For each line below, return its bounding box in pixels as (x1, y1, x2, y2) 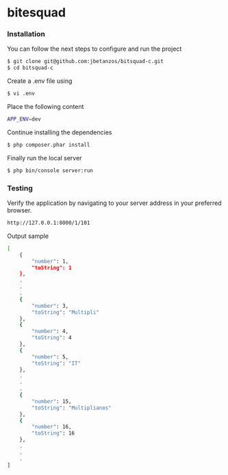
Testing (7, 183, 33, 193)
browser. (7, 206, 32, 215)
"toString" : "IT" (31, 360, 81, 367)
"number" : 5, (31, 353, 69, 361)
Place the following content (7, 103, 84, 111)
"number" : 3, (31, 302, 69, 309)
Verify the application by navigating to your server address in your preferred (7, 199, 222, 207)
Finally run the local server (7, 154, 82, 162)
